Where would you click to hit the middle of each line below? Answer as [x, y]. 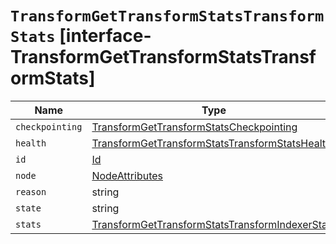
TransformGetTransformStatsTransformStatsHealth [211, 143]
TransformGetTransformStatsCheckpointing [194, 127]
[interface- [105, 36]
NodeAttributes [127, 175]
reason [31, 191]
